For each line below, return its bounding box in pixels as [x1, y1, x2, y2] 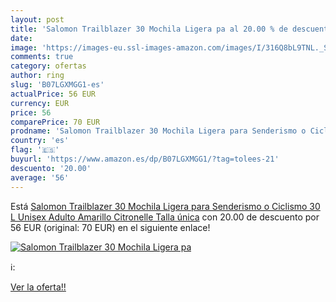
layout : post [10, 14, 65, 25]
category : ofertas [10, 61, 87, 71]
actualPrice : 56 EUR [10, 89, 97, 99]
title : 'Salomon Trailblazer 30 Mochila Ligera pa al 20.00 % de [10, 24, 288, 34]
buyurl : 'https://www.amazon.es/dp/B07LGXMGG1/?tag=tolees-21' [10, 154, 280, 164]
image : [10, 42, 38, 53]
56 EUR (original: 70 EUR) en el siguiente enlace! [10, 221, 211, 233]
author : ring [10, 71, 65, 81]
